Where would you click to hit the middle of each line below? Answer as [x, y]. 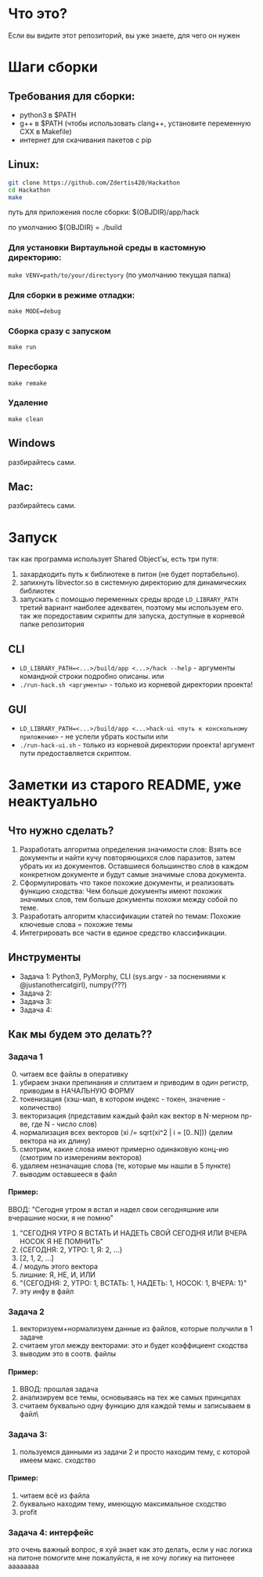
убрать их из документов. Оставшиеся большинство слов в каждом [134, 866]
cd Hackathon [29, 190]
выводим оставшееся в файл [68, 1174]
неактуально [53, 802]
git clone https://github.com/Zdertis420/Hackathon [94, 183]
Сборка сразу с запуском [59, 330]
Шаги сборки [53, 67]
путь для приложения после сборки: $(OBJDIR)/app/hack [104, 212]
